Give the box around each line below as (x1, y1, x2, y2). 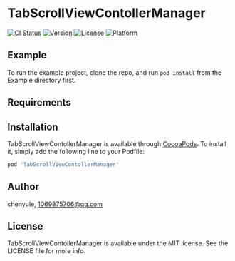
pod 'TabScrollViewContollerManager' (7, 160, 120, 168)
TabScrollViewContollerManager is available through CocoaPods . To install (7, 139, 226, 148)
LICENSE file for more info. (7, 247, 86, 255)
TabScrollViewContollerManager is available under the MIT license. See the (7, 239, 229, 247)
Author (7, 180, 39, 193)
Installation (7, 121, 58, 133)
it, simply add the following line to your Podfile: (7, 147, 145, 155)
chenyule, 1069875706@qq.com (7, 200, 103, 208)
